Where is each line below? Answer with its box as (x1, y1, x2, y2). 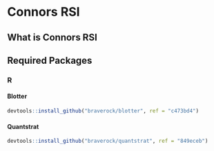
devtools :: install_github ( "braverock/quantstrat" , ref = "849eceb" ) (7, 138, 208, 145)
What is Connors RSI (7, 32, 98, 43)
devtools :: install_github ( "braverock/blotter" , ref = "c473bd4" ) (7, 108, 199, 115)
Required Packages (7, 54, 93, 66)
